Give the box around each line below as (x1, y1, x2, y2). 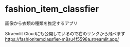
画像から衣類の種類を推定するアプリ (5, 20, 78, 26)
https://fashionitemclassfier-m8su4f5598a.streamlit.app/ (5, 36, 119, 42)
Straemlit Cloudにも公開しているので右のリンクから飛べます (5, 30, 126, 36)
